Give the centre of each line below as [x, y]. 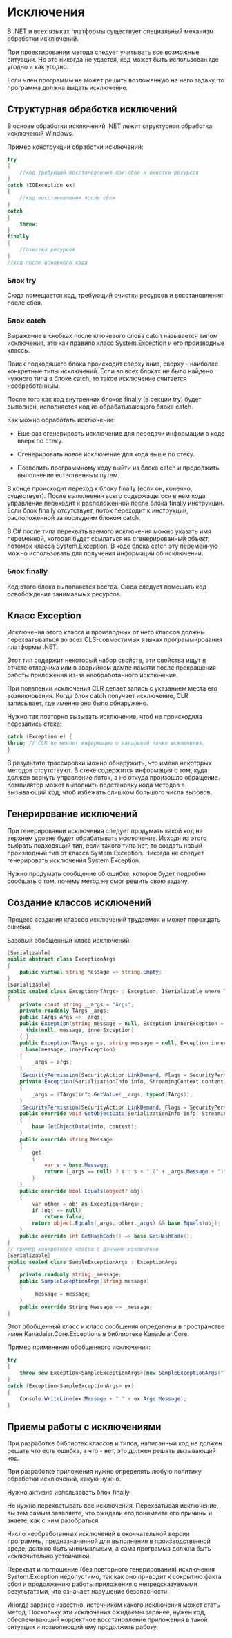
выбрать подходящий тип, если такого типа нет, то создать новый [105, 845]
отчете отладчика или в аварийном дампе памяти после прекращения [112, 668]
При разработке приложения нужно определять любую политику [104, 1472]
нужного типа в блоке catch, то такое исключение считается [97, 379]
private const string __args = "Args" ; [77, 1004]
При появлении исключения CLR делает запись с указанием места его [112, 688]
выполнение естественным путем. [68, 475]
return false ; [64, 1217]
